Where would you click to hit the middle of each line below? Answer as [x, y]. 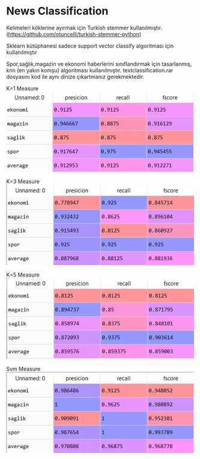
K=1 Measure [23, 88]
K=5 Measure [23, 275]
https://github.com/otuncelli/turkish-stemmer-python [74, 34]
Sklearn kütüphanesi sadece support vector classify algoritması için [90, 46]
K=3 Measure [23, 181]
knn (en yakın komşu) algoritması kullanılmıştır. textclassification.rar [90, 70]
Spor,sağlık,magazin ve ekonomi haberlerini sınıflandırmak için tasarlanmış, [99, 64]
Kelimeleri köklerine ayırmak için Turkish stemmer [68, 28]
